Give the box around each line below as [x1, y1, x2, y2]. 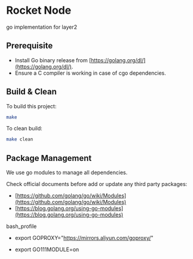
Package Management [6, 153, 92, 163]
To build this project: [6, 102, 57, 109]
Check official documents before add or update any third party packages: [6, 181, 188, 188]
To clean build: [6, 125, 43, 132]
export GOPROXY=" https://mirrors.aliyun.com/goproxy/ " [14, 234, 154, 242]
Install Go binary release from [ [14, 56, 91, 63]
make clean [6, 136, 33, 142]
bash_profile [6, 223, 37, 230]
